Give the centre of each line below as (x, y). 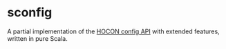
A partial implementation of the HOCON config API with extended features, (113, 31)
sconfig (30, 13)
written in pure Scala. (37, 38)
